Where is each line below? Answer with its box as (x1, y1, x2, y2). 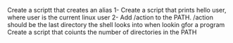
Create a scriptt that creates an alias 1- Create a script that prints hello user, (7, 6, 227, 14)
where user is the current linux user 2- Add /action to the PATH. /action (7, 13, 213, 21)
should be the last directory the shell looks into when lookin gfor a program (7, 21, 225, 28)
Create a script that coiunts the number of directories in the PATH (7, 28, 197, 36)
